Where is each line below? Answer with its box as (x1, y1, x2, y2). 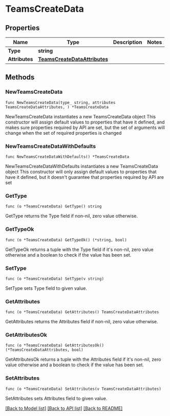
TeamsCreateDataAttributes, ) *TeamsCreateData (5, 105, 109, 110)
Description (113, 39, 142, 46)
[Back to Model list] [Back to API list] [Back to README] (5, 405, 123, 411)
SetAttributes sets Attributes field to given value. (5, 395, 108, 401)
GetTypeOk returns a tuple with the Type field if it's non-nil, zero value (5, 246, 154, 253)
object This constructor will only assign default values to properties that (5, 169, 157, 175)
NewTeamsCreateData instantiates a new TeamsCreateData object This (5, 113, 156, 119)
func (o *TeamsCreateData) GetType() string (5, 204, 102, 209)
